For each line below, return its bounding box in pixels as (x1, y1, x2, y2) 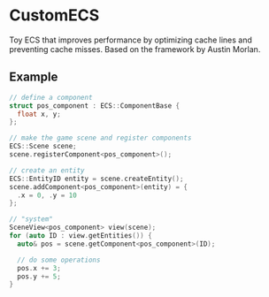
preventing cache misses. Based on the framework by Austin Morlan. (9, 43, 261, 54)
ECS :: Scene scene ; (9, 142, 77, 151)
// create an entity (9, 165, 86, 175)
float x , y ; (17, 110, 62, 118)
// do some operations (17, 255, 101, 264)
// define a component (9, 93, 93, 102)
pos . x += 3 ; (17, 263, 62, 272)
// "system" (9, 215, 53, 224)
